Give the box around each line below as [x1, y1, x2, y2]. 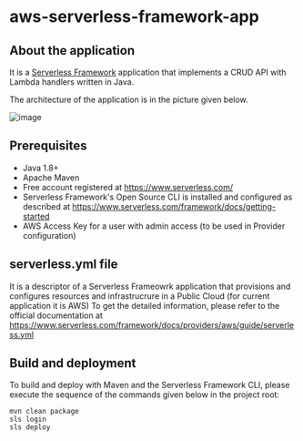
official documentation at [9, 310, 103, 321]
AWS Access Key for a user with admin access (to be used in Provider [22, 220, 286, 231]
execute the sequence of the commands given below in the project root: [9, 389, 280, 400]
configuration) [22, 230, 76, 241]
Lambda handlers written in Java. [9, 77, 135, 87]
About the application [9, 43, 135, 58]
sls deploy [9, 423, 51, 432]
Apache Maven [22, 171, 80, 183]
